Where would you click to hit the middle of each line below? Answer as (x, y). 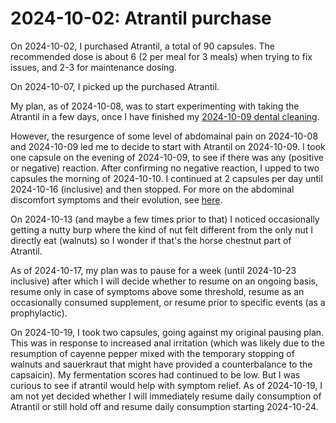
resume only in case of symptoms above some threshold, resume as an (157, 291)
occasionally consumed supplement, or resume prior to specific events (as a (168, 302)
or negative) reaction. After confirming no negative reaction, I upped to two (165, 168)
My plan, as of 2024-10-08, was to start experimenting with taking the (155, 106)
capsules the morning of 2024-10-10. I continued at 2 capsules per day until (166, 178)
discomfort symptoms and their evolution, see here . (116, 199)
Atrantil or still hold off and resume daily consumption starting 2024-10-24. (164, 406)
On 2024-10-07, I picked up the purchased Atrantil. (115, 86)
